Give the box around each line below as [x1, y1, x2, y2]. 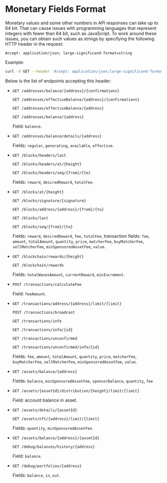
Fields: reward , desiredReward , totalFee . [12, 179, 94, 185]
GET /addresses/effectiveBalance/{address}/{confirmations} [12, 97, 140, 102]
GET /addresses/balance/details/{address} [12, 134, 102, 138]
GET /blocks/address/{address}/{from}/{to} [12, 207, 104, 212]
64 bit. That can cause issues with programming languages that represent [5, 25, 157, 31]
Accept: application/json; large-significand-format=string [5, 51, 133, 56]
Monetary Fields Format [5, 3, 106, 15]
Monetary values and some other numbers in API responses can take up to [5, 20, 159, 26]
